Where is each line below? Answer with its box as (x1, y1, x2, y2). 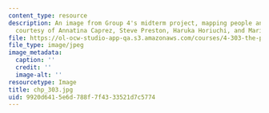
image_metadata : (8, 49, 62, 56)
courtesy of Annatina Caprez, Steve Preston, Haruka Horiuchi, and (15, 26, 246, 34)
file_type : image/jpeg (8, 41, 84, 49)
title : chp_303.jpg (8, 85, 74, 94)
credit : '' (15, 64, 52, 72)
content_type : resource (8, 11, 88, 20)
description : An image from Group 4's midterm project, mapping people (8, 19, 252, 27)
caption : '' (15, 56, 56, 64)
